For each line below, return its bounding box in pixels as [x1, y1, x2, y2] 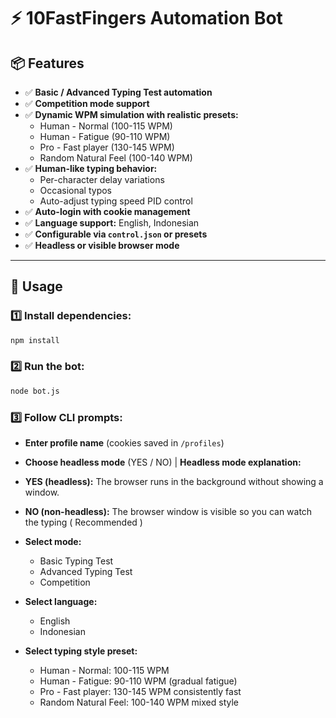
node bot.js [10, 386, 60, 396]
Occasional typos [39, 185, 113, 196]
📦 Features [10, 55, 85, 72]
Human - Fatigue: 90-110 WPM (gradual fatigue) [39, 675, 238, 687]
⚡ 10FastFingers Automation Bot [10, 7, 283, 30]
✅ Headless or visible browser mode [24, 240, 180, 251]
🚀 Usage [10, 278, 63, 295]
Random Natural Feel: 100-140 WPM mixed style [39, 696, 239, 709]
